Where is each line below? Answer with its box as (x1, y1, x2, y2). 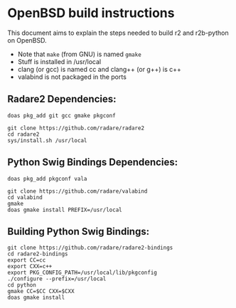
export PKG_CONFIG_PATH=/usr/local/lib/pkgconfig (7, 269, 158, 277)
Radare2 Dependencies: (7, 93, 117, 105)
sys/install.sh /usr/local (7, 137, 87, 144)
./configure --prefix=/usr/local (7, 275, 107, 282)
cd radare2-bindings (7, 250, 69, 257)
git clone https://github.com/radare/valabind (7, 187, 148, 195)
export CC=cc (7, 257, 46, 264)
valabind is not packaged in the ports (17, 73, 127, 81)
